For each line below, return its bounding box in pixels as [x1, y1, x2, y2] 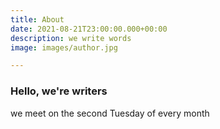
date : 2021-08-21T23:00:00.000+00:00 [10, 24, 168, 34]
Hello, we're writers [10, 84, 108, 98]
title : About [10, 14, 65, 25]
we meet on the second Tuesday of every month [10, 107, 210, 119]
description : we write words [10, 33, 132, 43]
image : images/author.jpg [10, 42, 118, 53]
